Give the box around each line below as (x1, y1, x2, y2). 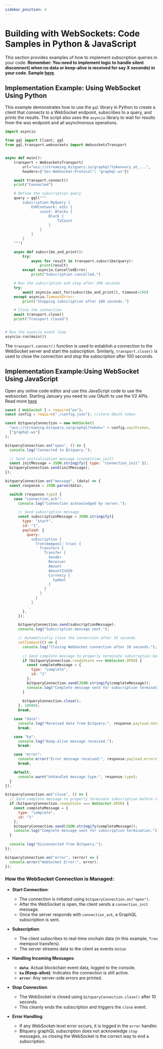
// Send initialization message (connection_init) (9, 456, 114, 461)
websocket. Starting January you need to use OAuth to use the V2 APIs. (5, 393, 149, 399)
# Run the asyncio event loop (5, 330, 66, 334)
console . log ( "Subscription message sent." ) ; (17, 627, 110, 632)
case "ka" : (14, 734, 36, 739)
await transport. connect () (14, 178, 68, 183)
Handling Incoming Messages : (12, 955, 75, 961)
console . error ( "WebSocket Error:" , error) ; (9, 860, 98, 865)
